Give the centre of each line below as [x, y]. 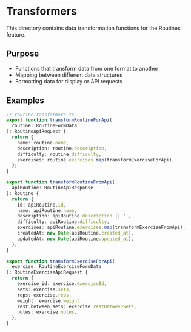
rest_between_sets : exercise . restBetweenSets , [77, 306]
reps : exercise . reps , [44, 295]
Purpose [23, 54]
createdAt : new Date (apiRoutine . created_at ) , [76, 233]
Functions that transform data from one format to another [87, 68]
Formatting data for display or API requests [69, 81]
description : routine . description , [62, 148]
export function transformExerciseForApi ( [61, 261]
